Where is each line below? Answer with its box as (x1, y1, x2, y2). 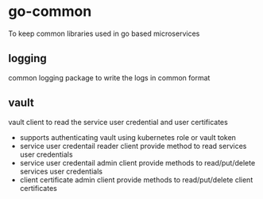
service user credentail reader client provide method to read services (19, 141, 247, 150)
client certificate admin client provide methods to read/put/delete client (19, 174, 253, 185)
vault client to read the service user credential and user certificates (8, 117, 228, 127)
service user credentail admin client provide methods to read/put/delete (19, 158, 256, 167)
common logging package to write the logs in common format (8, 72, 211, 82)
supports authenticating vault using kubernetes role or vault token (19, 132, 237, 142)
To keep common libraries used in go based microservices (8, 29, 200, 38)
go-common (8, 2, 92, 21)
